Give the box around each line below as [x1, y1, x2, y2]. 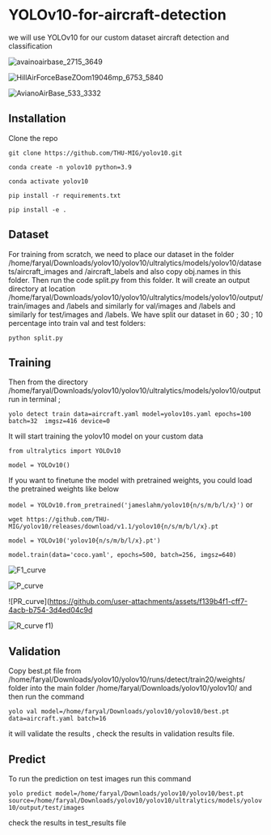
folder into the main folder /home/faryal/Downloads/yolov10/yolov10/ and [8, 683, 252, 693]
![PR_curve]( [8, 597, 50, 606]
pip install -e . [8, 205, 67, 214]
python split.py [8, 334, 63, 342]
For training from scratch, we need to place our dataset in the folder [8, 249, 235, 259]
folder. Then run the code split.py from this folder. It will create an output [8, 275, 251, 285]
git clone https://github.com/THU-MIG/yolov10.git [8, 148, 183, 157]
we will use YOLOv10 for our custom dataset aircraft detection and [8, 32, 230, 42]
